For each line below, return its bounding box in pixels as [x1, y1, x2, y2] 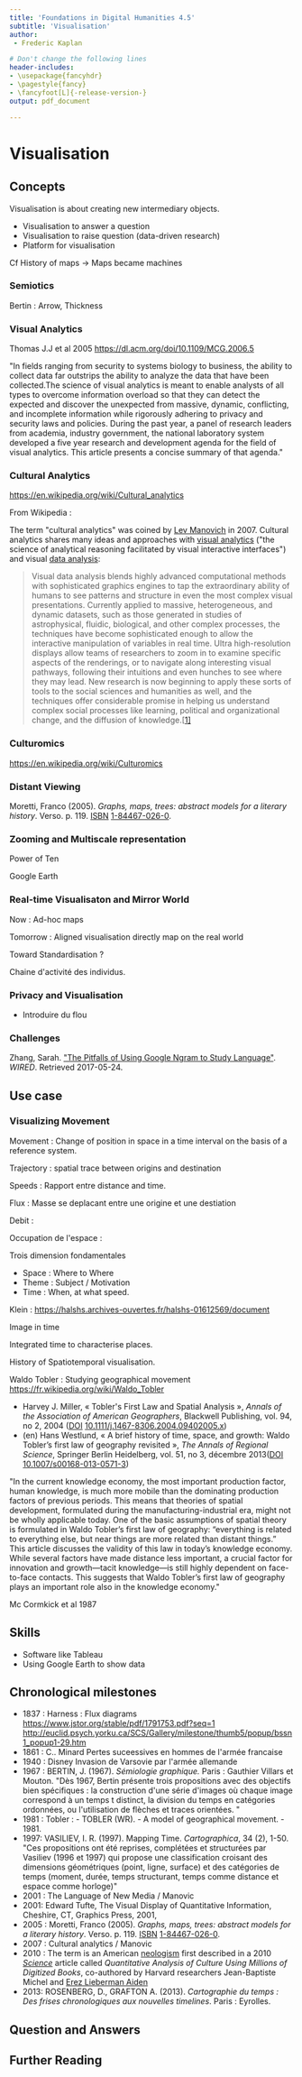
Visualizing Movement [9, 1115, 110, 1127]
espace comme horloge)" [22, 1881, 118, 1892]
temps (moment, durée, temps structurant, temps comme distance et [22, 1871, 279, 1882]
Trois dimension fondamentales [9, 1250, 126, 1261]
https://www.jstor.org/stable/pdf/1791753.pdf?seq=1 [22, 1718, 215, 1729]
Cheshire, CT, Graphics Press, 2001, [22, 1909, 158, 1921]
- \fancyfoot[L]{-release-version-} [9, 87, 147, 97]
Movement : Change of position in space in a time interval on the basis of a [9, 1135, 288, 1146]
